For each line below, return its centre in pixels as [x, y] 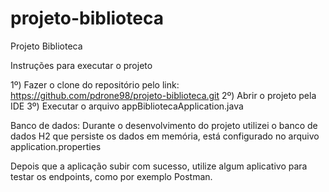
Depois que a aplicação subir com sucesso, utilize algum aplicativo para [159, 166]
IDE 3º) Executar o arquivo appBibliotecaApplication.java [127, 106]
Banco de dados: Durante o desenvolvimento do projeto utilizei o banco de [164, 125]
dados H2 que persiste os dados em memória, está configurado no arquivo [165, 136]
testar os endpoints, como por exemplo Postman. [111, 176]
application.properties [56, 146]
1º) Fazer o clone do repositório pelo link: [95, 84]
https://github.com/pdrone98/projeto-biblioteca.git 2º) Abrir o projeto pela [163, 95]
